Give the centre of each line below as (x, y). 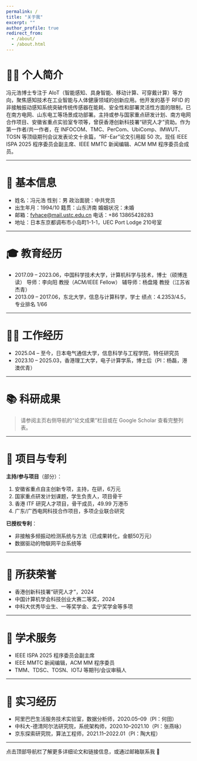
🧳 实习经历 (31, 701)
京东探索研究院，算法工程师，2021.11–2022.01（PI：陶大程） (88, 734)
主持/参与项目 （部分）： (34, 476)
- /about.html (28, 45)
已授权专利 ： (21, 523)
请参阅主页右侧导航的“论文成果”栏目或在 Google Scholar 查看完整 (99, 420)
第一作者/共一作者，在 (33, 129)
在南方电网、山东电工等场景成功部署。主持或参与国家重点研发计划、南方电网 (98, 115)
